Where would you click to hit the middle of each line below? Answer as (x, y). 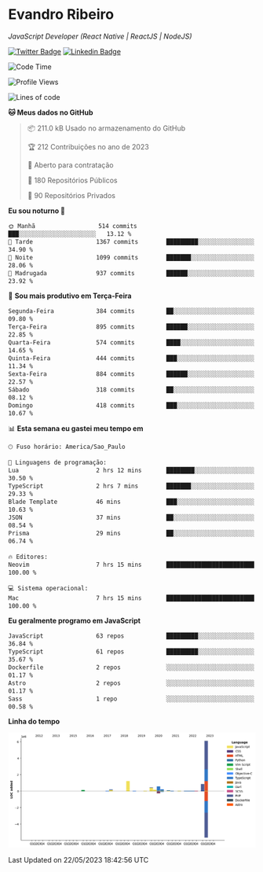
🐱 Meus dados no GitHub (51, 112)
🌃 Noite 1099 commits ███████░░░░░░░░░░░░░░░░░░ (131, 257)
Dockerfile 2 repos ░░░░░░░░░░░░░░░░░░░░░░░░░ (131, 667)
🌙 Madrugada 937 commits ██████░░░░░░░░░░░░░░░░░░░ (131, 273)
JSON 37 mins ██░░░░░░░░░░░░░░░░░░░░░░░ (131, 517)
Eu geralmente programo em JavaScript (75, 620)
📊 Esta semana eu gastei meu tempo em (76, 428)
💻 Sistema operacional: (48, 588)
